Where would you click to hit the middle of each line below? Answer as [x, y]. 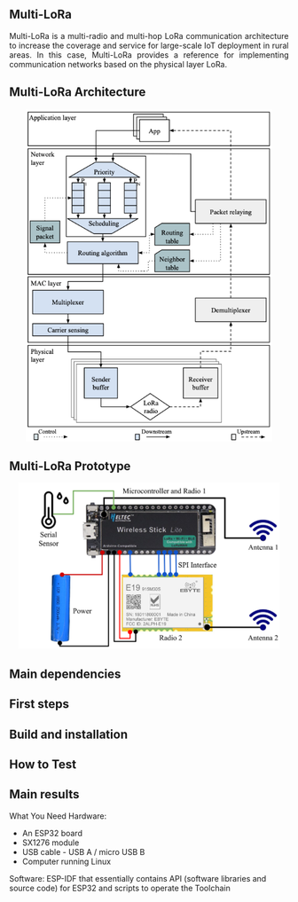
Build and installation [69, 734]
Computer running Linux [67, 861]
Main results [44, 794]
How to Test [43, 765]
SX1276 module [51, 843]
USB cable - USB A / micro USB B [83, 851]
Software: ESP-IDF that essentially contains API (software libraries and [138, 878]
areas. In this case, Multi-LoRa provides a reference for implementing [149, 55]
